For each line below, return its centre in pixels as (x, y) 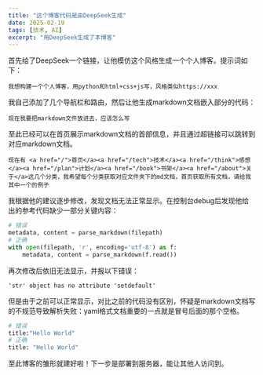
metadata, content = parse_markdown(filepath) (86, 233)
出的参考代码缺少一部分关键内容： (63, 211)
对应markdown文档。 (42, 144)
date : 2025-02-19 (37, 23)
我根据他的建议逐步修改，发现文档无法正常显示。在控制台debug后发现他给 (129, 201)
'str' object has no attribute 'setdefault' (82, 286)
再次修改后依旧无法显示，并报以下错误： (73, 271)
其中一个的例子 (29, 185)
